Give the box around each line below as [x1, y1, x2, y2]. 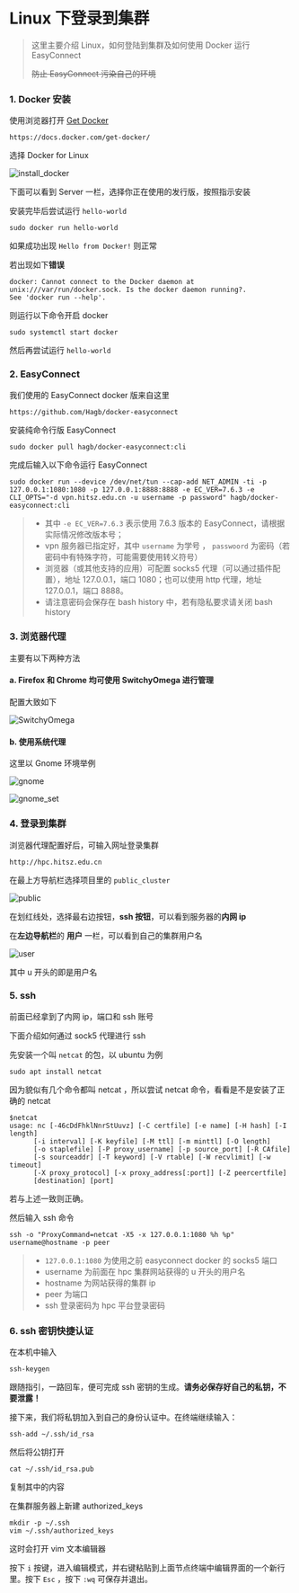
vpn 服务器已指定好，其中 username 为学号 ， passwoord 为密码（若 [44, 540, 290, 551]
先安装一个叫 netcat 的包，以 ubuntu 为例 [9, 1049, 163, 1060]
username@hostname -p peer [9, 1238, 110, 1247]
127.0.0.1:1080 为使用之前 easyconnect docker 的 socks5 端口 [44, 1255, 278, 1266]
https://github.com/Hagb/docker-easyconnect [9, 407, 179, 416]
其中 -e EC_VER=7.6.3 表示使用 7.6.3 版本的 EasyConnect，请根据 [44, 518, 286, 529]
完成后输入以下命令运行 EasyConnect [9, 459, 148, 470]
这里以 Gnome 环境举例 [9, 758, 96, 769]
